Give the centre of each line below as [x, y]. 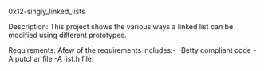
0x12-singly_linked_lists [47, 11]
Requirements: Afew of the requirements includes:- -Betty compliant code [130, 50]
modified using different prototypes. [67, 35]
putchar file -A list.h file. [54, 59]
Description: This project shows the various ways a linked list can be [121, 26]
